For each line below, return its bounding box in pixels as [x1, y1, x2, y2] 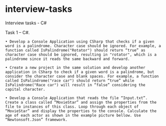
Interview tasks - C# [5, 20, 47, 26]
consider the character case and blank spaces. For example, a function [5, 73, 159, 79]
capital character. [5, 87, 46, 92]
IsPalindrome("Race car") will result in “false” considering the [5, 82, 146, 87]
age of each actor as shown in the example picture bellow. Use [5, 113, 141, 118]
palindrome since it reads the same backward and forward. [5, 56, 130, 62]
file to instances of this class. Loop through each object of [5, 104, 139, 109]
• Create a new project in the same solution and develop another [5, 65, 146, 70]
